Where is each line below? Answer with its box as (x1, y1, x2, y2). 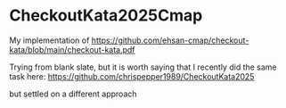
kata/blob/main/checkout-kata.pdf (9, 44, 135, 54)
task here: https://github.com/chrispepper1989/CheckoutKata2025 (9, 71, 255, 81)
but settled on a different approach (9, 88, 137, 99)
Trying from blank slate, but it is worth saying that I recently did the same (9, 62, 278, 72)
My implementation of (9, 35, 90, 46)
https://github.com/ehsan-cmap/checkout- (91, 35, 249, 46)
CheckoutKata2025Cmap (9, 5, 203, 26)
